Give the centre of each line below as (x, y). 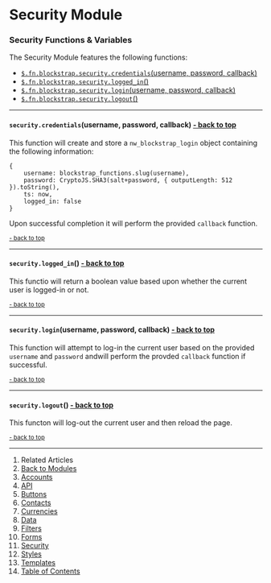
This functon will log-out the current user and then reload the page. (121, 423)
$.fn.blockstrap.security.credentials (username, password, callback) (139, 73)
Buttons (34, 494)
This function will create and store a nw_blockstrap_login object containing (133, 143)
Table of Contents (50, 571)
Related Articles (47, 460)
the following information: (51, 151)
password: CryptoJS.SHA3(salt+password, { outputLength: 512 (128, 180)
